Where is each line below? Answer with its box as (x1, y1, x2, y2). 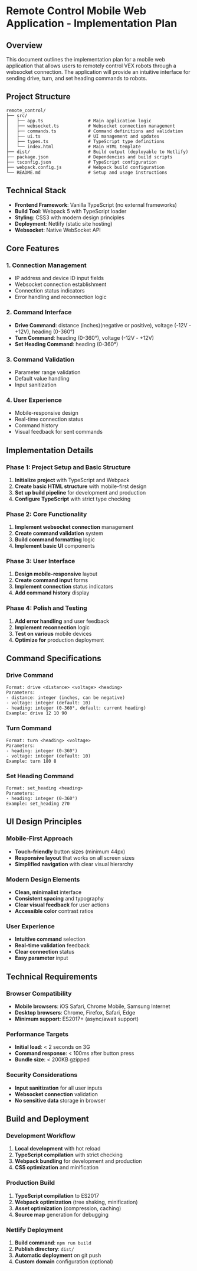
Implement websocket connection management (14, 524, 134, 531)
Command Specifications (6, 654, 101, 664)
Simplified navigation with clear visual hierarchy (14, 860, 134, 867)
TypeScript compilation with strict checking (14, 1151, 123, 1159)
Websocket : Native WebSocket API (14, 226, 101, 233)
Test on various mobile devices (14, 630, 92, 637)
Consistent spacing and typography (14, 895, 104, 902)
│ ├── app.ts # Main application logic (6, 118, 152, 123)
